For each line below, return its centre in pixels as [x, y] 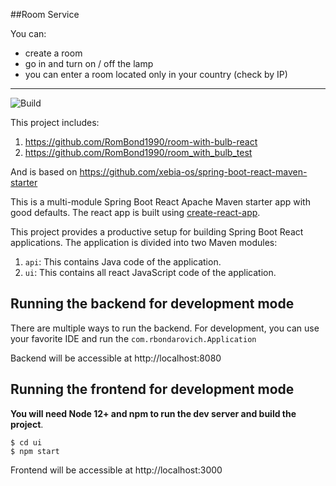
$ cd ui [26, 442]
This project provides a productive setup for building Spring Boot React [157, 232]
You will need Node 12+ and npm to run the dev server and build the [153, 413]
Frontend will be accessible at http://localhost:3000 [116, 470]
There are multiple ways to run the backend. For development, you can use [165, 328]
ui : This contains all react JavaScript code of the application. [150, 272]
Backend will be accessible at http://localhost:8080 [116, 358]
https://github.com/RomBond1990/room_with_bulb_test [138, 152]
